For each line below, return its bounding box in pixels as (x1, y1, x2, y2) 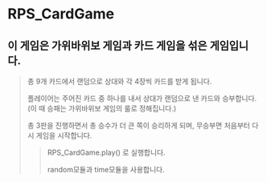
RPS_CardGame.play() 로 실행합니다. (47, 148, 166, 157)
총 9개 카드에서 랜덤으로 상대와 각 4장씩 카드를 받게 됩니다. (27, 77, 212, 86)
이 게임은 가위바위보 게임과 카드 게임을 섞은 (7, 38, 207, 52)
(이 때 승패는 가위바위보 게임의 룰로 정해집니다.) (27, 103, 177, 113)
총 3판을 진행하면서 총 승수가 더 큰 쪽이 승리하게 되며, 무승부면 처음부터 (27, 121, 251, 130)
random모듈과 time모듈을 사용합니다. (47, 165, 166, 174)
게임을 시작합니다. (35, 131, 92, 140)
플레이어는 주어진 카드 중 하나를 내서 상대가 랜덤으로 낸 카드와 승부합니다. (27, 94, 257, 103)
